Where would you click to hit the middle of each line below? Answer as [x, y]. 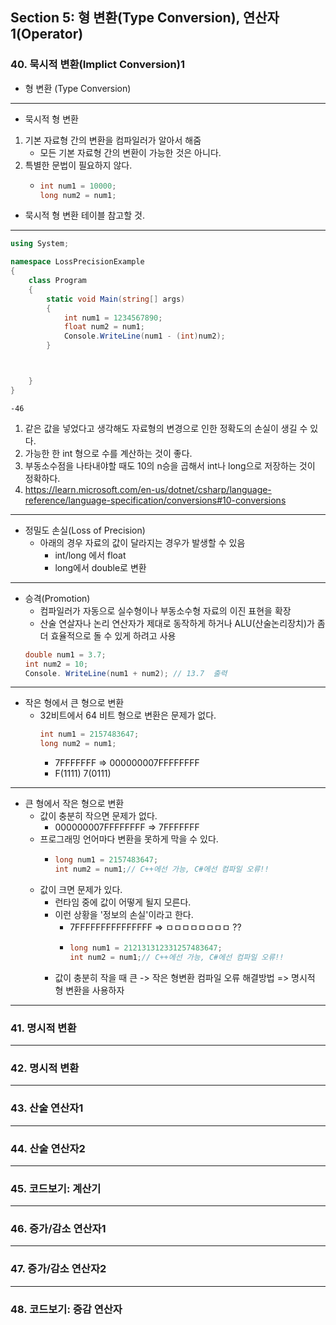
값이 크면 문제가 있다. [81, 889]
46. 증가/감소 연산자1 [58, 1229]
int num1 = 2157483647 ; [89, 734]
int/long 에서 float [90, 555]
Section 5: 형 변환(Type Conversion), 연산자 [145, 18]
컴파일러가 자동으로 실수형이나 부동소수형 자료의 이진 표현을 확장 [165, 610]
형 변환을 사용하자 [89, 990]
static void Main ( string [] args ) [116, 299]
